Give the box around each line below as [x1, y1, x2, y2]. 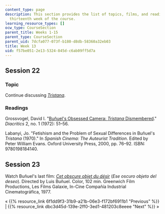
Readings [5, 105, 28, 111]
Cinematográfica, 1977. [5, 189, 52, 195]
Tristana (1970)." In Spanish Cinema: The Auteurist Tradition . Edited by [5, 135, 148, 141]
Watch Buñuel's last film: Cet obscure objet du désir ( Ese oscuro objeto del [5, 173, 157, 179]
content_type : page [5, 7, 45, 12]
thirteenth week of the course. [9, 16, 76, 21]
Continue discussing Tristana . [5, 92, 66, 98]
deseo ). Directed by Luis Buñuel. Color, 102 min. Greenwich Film [5, 179, 135, 185]
